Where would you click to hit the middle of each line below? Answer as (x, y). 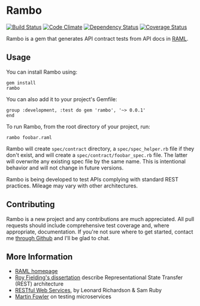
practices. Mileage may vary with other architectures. (72, 186)
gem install (21, 83)
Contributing (31, 204)
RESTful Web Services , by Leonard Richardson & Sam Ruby (88, 290)
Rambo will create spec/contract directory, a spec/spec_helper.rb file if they (100, 149)
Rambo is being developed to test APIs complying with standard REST (92, 179)
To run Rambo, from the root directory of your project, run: (78, 126)
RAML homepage (36, 271)
